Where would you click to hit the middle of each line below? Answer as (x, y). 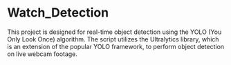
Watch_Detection (58, 13)
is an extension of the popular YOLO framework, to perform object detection (116, 46)
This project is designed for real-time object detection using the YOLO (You (114, 32)
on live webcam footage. (43, 54)
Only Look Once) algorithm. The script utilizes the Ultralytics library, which (113, 39)
